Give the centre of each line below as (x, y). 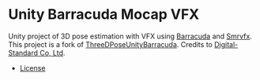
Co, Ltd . (52, 53)
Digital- (226, 44)
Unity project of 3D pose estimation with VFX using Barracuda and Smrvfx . (130, 36)
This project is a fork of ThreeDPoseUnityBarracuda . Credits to (111, 44)
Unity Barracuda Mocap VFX (104, 15)
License (32, 67)
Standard (23, 53)
